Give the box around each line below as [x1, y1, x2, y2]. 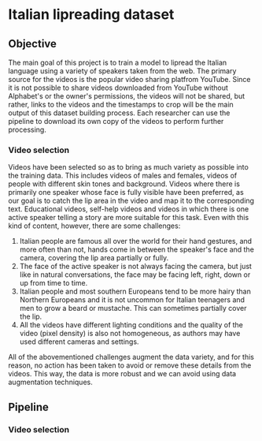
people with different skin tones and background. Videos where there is [8, 179, 240, 189]
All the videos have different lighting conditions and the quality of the [19, 320, 244, 330]
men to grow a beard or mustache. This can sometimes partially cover [19, 304, 247, 313]
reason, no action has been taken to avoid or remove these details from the [8, 361, 252, 370]
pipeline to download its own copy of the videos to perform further [8, 117, 224, 125]
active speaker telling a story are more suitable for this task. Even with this [8, 213, 249, 222]
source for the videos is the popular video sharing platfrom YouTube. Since [8, 75, 251, 84]
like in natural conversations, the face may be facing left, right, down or [19, 270, 251, 279]
